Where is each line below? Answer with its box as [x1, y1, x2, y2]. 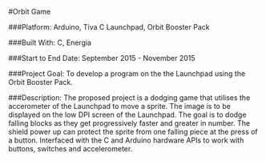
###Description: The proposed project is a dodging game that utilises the [8, 93, 251, 103]
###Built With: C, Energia [8, 38, 92, 47]
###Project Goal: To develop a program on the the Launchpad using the [8, 69, 246, 78]
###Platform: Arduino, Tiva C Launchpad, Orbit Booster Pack [8, 22, 210, 31]
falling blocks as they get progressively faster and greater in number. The [8, 119, 251, 127]
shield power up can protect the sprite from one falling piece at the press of [8, 127, 258, 136]
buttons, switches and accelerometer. [8, 144, 133, 153]
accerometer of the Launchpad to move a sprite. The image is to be [8, 102, 231, 111]
